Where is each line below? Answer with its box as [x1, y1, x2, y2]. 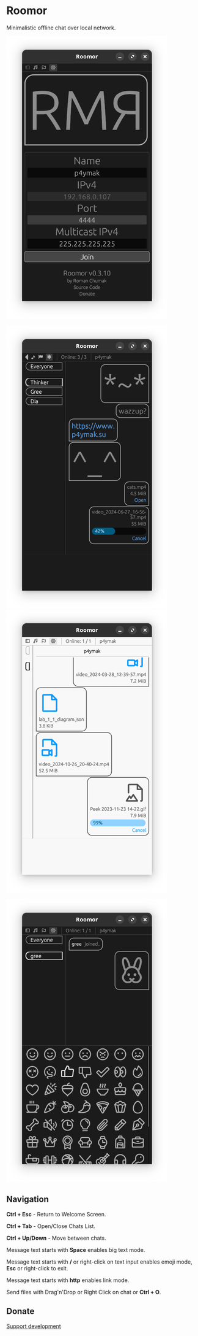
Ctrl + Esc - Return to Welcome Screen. [6, 1210, 106, 1218]
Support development [6, 1323, 61, 1330]
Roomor [6, 4, 48, 18]
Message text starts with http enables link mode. [6, 1276, 130, 1284]
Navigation [6, 1194, 49, 1205]
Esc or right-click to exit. [6, 1264, 68, 1272]
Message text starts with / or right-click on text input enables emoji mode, [6, 1258, 193, 1265]
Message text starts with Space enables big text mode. [6, 1246, 145, 1253]
